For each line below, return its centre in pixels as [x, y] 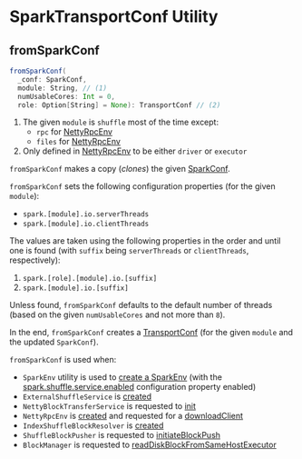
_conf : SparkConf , [53, 79]
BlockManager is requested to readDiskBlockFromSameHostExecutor [149, 445]
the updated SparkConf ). [54, 342]
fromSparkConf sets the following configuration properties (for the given [142, 186]
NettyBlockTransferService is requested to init [109, 406]
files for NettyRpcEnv [78, 142]
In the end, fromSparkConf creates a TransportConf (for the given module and [151, 333]
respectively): [35, 260]
